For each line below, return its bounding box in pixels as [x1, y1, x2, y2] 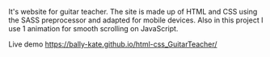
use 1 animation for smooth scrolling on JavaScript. [8, 24, 179, 33]
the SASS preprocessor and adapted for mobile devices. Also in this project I [8, 15, 264, 25]
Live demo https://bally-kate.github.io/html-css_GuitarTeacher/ [8, 39, 217, 49]
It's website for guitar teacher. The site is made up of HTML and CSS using [8, 7, 258, 16]
